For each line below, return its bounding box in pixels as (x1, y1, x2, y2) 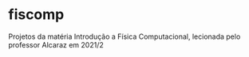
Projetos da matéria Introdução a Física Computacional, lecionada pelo (8, 32, 241, 41)
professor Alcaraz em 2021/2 (8, 40, 104, 49)
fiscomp (8, 6, 65, 24)
